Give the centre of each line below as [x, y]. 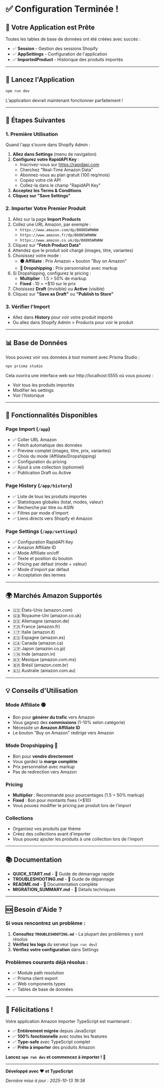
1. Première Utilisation [32, 134]
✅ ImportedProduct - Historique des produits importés [68, 59]
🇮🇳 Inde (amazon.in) [34, 654]
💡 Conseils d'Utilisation [42, 691]
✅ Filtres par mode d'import [40, 513]
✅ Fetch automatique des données [47, 445]
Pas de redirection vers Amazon [45, 772]
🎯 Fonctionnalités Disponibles [52, 416]
